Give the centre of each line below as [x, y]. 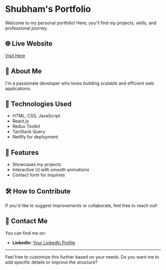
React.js [21, 121]
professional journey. [26, 28]
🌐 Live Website [29, 44]
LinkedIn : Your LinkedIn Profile [44, 243]
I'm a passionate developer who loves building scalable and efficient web [80, 83]
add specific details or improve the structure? [51, 262]
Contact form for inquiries [39, 175]
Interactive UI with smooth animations [51, 170]
